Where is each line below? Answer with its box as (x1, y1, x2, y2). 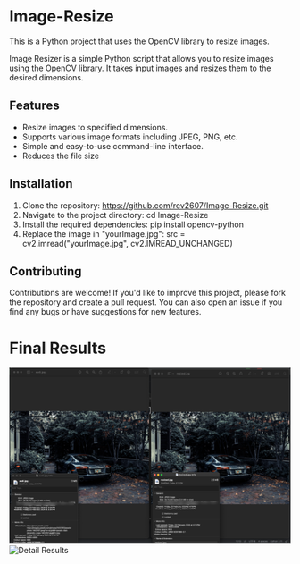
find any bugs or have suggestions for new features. (9, 307, 202, 317)
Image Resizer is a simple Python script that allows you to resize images (9, 53, 274, 63)
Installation (9, 176, 73, 191)
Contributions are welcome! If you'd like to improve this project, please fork (9, 288, 287, 299)
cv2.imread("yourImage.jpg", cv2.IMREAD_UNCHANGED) (21, 238, 234, 248)
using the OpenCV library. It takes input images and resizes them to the (9, 63, 271, 73)
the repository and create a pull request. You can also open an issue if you (9, 297, 283, 307)
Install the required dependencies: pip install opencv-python (21, 219, 244, 230)
